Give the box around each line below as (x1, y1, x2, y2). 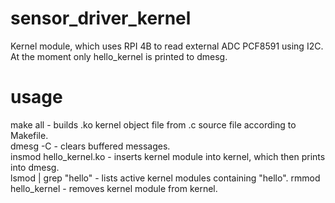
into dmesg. (10, 161, 60, 173)
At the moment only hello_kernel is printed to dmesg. (10, 50, 228, 62)
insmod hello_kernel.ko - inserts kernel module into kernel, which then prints (10, 150, 326, 162)
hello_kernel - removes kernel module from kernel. (10, 182, 218, 194)
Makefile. (10, 129, 49, 141)
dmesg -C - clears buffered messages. (10, 140, 171, 152)
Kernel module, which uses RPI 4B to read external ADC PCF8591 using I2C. (10, 40, 324, 52)
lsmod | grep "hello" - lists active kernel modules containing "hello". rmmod (10, 172, 321, 184)
